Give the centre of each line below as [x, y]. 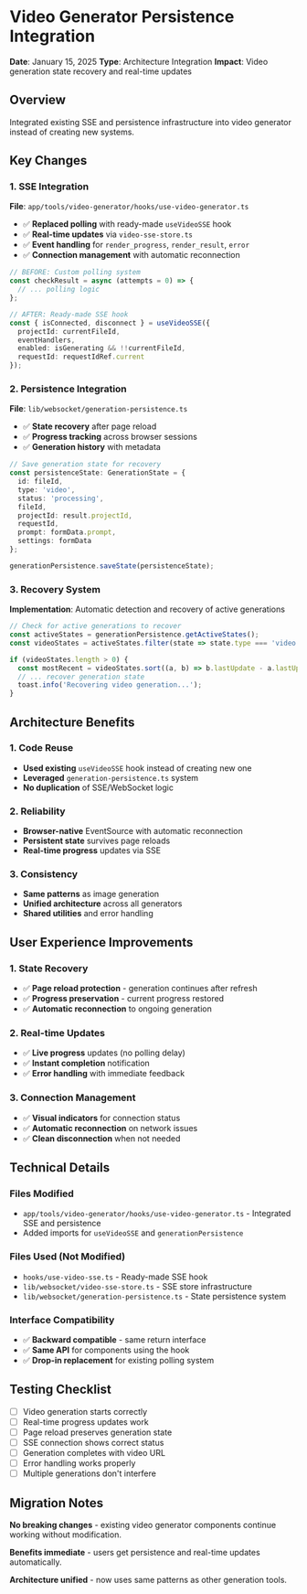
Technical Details [60, 1168]
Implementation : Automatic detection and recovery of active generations [148, 609]
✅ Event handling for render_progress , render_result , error [136, 245]
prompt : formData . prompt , [67, 532]
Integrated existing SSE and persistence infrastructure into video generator [151, 122]
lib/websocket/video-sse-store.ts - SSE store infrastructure [138, 1286]
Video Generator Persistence [122, 17]
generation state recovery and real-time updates [101, 71]
